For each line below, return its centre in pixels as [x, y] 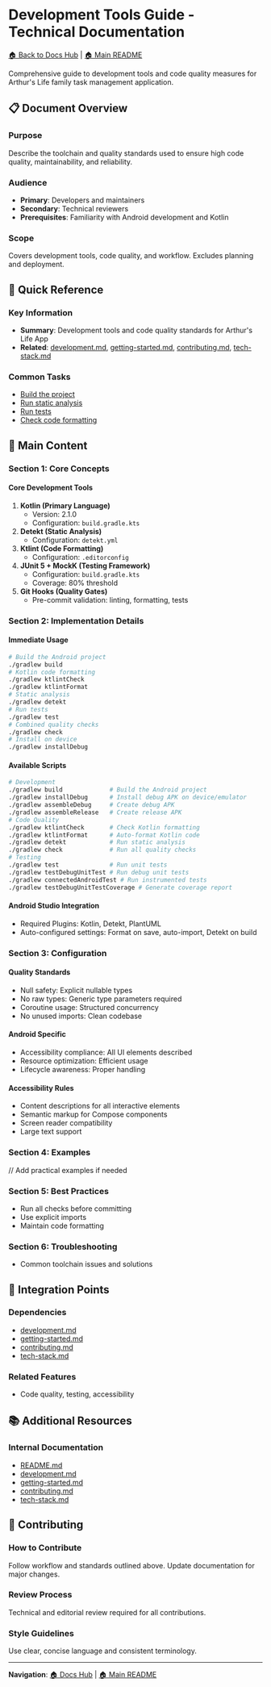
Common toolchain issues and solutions [86, 1264]
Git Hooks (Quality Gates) [64, 591]
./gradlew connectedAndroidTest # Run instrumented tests [108, 880]
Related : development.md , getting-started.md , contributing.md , [126, 347]
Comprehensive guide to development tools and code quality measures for [133, 73]
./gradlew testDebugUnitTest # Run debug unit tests [99, 872]
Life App [34, 338]
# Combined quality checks [54, 724]
